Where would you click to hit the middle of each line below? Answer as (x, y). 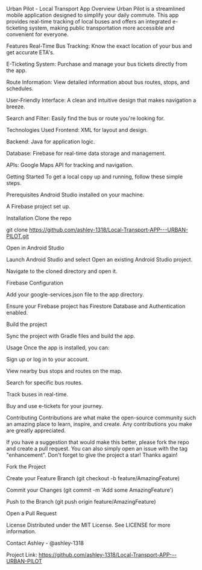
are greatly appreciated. (36, 431)
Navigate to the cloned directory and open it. (62, 271)
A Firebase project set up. (38, 206)
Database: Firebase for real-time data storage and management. (86, 153)
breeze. (16, 107)
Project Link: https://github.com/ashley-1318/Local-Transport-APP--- (92, 555)
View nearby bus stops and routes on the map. (64, 371)
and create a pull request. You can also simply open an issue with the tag (97, 449)
